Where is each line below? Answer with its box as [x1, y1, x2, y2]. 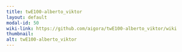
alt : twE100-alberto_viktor [6, 36, 77, 42]
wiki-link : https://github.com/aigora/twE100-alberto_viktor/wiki [6, 25, 177, 32]
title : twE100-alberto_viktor [6, 8, 83, 15]
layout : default [6, 14, 47, 20]
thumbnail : [6, 31, 34, 37]
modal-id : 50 [6, 20, 39, 26]
